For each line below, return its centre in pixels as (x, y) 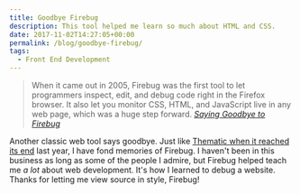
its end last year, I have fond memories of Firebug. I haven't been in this (142, 151)
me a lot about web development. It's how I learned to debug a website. (143, 170)
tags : (19, 51)
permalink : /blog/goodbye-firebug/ (76, 43)
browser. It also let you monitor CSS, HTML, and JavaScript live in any (161, 104)
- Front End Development (64, 60)
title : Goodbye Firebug (54, 18)
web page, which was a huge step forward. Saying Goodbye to (148, 114)
